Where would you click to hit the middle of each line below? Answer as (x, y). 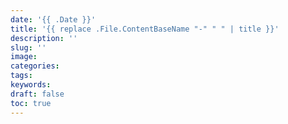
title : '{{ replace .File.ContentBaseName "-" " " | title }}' (145, 29)
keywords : (31, 85)
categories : (35, 66)
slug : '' (28, 47)
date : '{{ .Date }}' (53, 19)
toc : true (31, 103)
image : (24, 57)
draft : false (37, 94)
